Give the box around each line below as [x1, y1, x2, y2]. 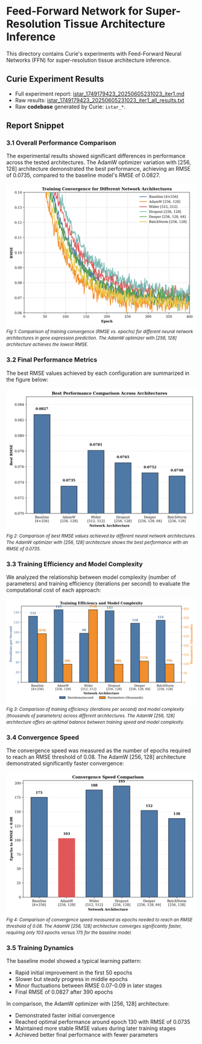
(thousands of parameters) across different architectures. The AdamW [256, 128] [6, 713, 175, 719]
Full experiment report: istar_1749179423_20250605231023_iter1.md [14, 90, 185, 97]
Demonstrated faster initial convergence [14, 1012, 115, 1019]
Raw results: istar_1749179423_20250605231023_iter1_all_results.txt [14, 96, 185, 104]
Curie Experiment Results [6, 74, 104, 84]
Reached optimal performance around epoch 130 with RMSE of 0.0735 [14, 1019, 191, 1026]
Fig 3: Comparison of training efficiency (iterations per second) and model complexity [6, 706, 185, 712]
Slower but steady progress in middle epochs [14, 976, 128, 983]
